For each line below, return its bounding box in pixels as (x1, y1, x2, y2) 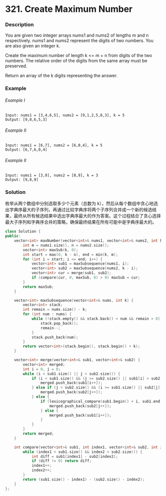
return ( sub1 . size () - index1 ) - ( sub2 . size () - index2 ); (23, 477, 145, 482)
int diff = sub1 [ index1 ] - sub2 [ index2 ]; (31, 454, 119, 459)
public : (5, 234, 21, 239)
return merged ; (23, 431, 54, 437)
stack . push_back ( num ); (31, 334, 79, 340)
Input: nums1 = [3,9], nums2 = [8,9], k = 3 (5, 173, 98, 178)
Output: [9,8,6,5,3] (5, 117, 48, 122)
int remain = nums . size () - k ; (23, 307, 87, 312)
